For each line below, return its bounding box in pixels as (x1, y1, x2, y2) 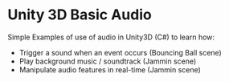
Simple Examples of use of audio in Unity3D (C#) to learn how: (7, 32, 215, 42)
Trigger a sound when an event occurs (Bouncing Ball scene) (18, 47, 222, 57)
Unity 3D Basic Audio (7, 6, 152, 24)
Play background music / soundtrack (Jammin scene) (18, 56, 197, 66)
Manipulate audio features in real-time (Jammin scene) (18, 64, 202, 74)
